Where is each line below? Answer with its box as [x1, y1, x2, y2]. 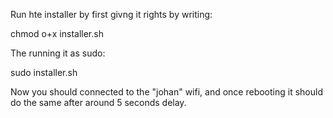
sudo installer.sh [10, 67, 78, 78]
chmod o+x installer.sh [10, 28, 104, 39]
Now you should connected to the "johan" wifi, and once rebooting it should [10, 86, 323, 98]
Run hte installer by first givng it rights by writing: [10, 9, 213, 20]
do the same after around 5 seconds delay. [10, 97, 187, 108]
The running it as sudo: [10, 47, 106, 59]
